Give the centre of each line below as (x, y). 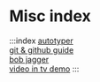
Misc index (50, 16)
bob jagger (29, 59)
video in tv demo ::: (44, 69)
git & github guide (42, 49)
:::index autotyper (41, 41)
